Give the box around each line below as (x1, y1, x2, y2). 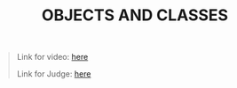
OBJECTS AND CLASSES (42, 5, 228, 26)
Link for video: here (16, 51, 89, 62)
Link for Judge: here (16, 68, 91, 79)
